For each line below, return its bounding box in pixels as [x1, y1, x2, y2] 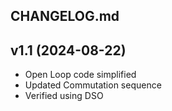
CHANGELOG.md [10, 8, 120, 25]
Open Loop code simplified [24, 69, 137, 81]
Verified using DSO [24, 90, 104, 102]
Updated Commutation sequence [24, 79, 162, 91]
